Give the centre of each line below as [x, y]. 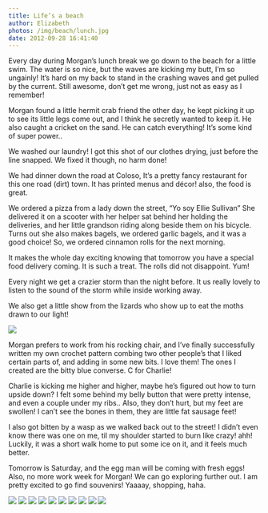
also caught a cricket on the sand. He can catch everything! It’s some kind [130, 127]
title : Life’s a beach [46, 16]
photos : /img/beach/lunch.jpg [59, 30]
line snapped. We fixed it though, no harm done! [88, 160]
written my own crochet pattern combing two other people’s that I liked [125, 353]
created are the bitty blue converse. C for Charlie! [90, 370]
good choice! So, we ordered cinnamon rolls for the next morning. [117, 242]
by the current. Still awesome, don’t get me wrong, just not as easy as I [125, 87]
